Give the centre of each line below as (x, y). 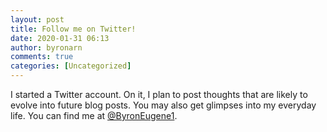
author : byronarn (46, 47)
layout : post (37, 19)
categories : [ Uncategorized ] (71, 66)
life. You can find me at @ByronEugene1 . (94, 115)
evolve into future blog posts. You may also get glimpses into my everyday (163, 105)
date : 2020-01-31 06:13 (60, 38)
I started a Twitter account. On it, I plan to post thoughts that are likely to (159, 94)
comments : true (42, 57)
